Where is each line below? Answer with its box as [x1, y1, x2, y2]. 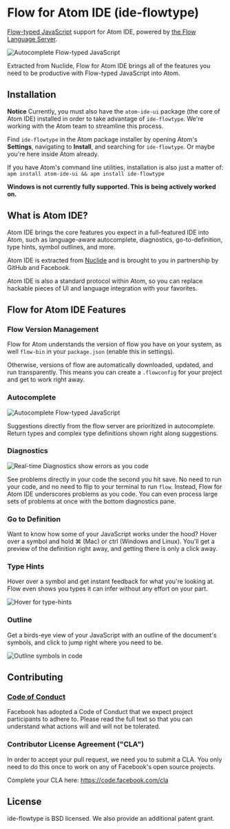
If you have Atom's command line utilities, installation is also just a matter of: [7, 163, 224, 171]
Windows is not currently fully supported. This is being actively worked [7, 182, 216, 191]
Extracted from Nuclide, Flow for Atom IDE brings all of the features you [7, 61, 211, 70]
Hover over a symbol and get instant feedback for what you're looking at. [7, 577, 215, 586]
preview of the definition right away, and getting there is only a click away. [7, 545, 218, 553]
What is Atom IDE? [7, 210, 88, 222]
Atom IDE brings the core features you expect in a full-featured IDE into [7, 228, 209, 236]
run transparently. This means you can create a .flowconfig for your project [7, 368, 222, 377]
